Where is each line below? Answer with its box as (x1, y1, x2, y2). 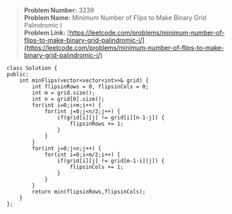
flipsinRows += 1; (69, 120, 124, 127)
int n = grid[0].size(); (32, 95, 105, 102)
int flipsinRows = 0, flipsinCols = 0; (32, 83, 149, 90)
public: (6, 71, 30, 78)
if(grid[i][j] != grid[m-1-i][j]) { (56, 157, 165, 165)
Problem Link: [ (23, 28, 70, 37)
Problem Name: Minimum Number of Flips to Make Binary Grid (23, 13, 207, 22)
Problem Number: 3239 (23, 6, 94, 14)
